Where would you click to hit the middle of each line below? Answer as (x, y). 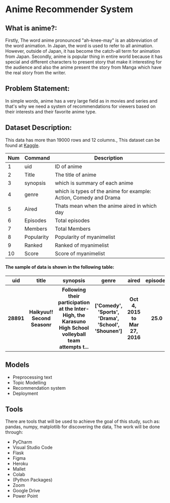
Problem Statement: (37, 89)
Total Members (73, 229)
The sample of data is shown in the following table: (60, 267)
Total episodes (72, 221)
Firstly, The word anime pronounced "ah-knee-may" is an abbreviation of (81, 40)
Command (37, 158)
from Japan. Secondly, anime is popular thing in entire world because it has (84, 56)
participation (74, 302)
